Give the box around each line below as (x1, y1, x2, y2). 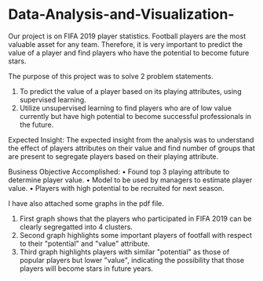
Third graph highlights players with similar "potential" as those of (19, 247, 230, 256)
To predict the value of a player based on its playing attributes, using (19, 86, 242, 95)
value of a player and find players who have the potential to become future (8, 48, 250, 57)
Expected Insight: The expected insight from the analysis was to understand (8, 135, 254, 144)
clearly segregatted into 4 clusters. (19, 222, 133, 232)
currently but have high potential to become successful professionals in (19, 111, 252, 121)
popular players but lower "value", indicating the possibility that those (19, 255, 245, 265)
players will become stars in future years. (19, 264, 153, 273)
